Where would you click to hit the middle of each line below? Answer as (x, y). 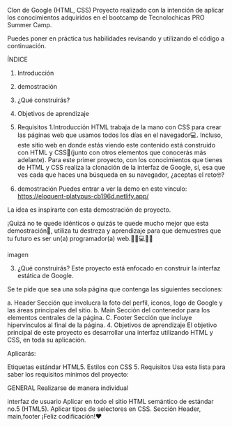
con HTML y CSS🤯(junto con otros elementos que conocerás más (112, 152)
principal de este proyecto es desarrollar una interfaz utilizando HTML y (110, 332)
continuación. (27, 46)
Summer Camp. (30, 25)
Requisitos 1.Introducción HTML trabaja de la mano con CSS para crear (119, 127)
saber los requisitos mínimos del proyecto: (68, 374)
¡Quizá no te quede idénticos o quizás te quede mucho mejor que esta (108, 223)
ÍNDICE (17, 59)
